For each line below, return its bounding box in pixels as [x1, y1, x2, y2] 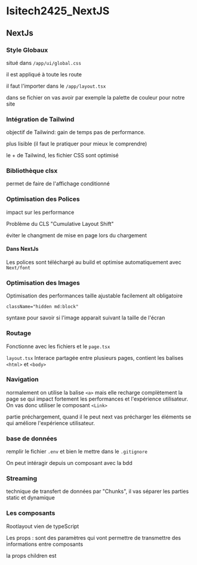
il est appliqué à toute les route [6, 70, 82, 78]
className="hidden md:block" [6, 304, 79, 310]
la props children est [6, 552, 57, 559]
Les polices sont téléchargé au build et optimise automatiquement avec [6, 258, 181, 266]
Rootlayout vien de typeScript [6, 523, 79, 530]
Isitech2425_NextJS [6, 4, 110, 18]
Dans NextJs [6, 246, 39, 253]
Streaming [6, 474, 38, 483]
